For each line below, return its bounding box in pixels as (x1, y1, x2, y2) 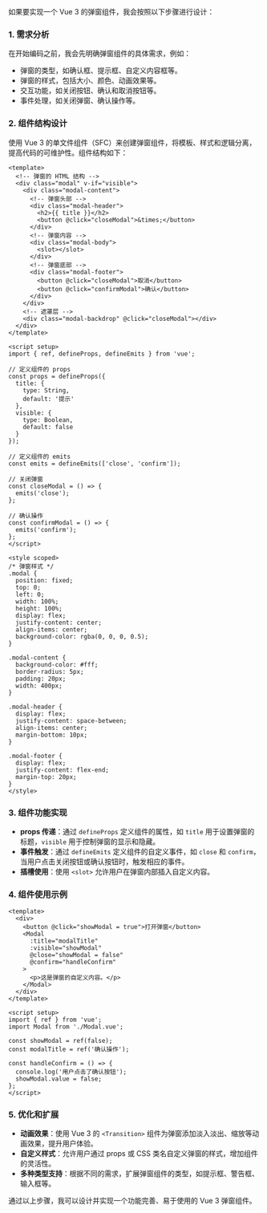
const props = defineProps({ (8, 372, 106, 380)
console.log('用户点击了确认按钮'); (15, 1068, 127, 1077)
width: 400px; (15, 681, 63, 690)
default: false (22, 423, 74, 431)
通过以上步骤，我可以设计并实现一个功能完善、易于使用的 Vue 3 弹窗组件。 (8, 1196, 257, 1206)
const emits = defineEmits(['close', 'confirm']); (8, 460, 181, 468)
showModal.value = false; (15, 1075, 103, 1083)
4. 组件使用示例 (8, 889, 68, 900)
